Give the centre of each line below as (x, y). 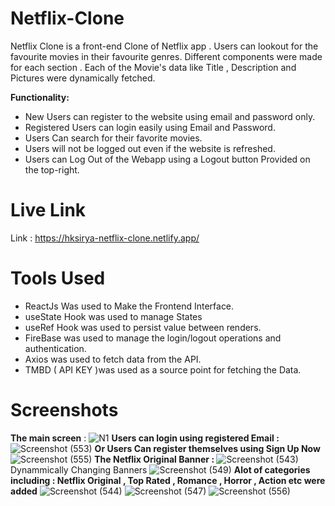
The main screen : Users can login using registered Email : (145, 438)
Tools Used (58, 278)
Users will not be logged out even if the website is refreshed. (150, 148)
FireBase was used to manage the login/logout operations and (153, 338)
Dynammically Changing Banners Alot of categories (160, 469)
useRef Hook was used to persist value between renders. (143, 327)
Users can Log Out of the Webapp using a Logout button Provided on (167, 159)
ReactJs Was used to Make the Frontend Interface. (129, 306)
